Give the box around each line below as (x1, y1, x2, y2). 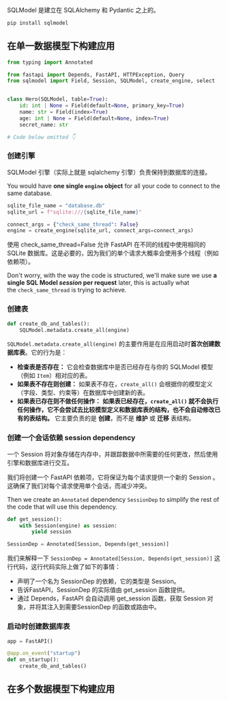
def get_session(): (7, 515, 63, 522)
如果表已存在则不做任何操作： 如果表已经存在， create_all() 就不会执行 (16, 397, 218, 405)
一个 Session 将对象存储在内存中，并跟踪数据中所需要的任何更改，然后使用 (7, 450, 218, 458)
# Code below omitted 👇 (7, 133, 76, 140)
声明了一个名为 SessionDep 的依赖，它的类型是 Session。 (16, 577, 180, 585)
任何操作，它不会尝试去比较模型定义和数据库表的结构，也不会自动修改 (16, 406, 215, 414)
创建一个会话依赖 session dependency (7, 433, 136, 443)
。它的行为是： (25, 348, 67, 357)
